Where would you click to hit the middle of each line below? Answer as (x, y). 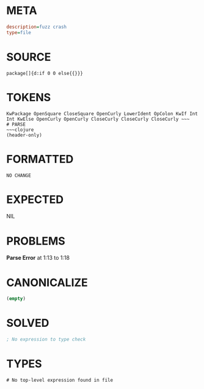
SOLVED (28, 323)
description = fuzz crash (37, 27)
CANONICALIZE (47, 283)
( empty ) (16, 299)
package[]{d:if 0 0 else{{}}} (45, 73)
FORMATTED (40, 159)
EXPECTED (35, 199)
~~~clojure (20, 130)
